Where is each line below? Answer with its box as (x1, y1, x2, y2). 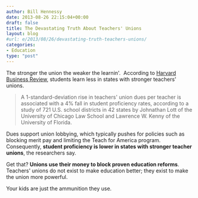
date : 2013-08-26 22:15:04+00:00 (6, 14, 89, 20)
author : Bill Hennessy (6, 8, 62, 15)
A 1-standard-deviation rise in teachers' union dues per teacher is (20, 93, 181, 100)
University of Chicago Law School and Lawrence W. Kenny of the (20, 112, 180, 120)
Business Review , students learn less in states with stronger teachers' (6, 76, 177, 83)
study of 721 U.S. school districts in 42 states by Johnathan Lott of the (20, 106, 193, 113)
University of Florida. (20, 118, 72, 125)
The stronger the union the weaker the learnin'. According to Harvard (6, 69, 177, 76)
